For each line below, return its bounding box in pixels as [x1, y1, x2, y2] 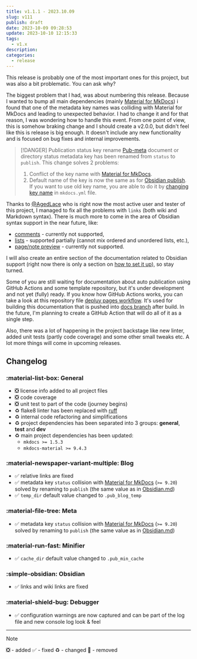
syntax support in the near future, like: [6, 219, 98, 226]
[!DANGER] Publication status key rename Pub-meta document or [20, 146, 179, 153]
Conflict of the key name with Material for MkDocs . [29, 170, 152, 177]
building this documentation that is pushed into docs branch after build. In [6, 303, 185, 310]
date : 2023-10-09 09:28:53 [6, 25, 72, 31]
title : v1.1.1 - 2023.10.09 [6, 8, 75, 15]
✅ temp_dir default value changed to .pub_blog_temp [14, 492, 142, 499]
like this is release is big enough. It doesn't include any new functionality [6, 129, 181, 136]
